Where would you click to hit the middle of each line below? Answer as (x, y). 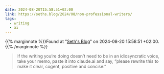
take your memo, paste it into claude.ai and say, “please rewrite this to (88, 61)
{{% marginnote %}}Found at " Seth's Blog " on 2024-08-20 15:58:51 (74, 41)
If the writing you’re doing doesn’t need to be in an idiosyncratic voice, (88, 56)
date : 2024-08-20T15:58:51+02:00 (39, 9)
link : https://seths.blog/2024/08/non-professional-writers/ (69, 14)
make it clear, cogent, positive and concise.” (62, 67)
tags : (11, 18)
